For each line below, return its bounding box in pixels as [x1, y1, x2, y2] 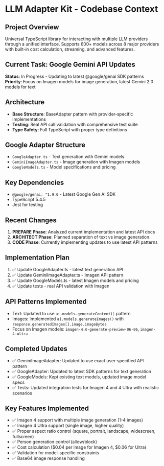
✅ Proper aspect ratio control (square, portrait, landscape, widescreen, [12, 428, 156, 434]
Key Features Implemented [5, 404, 89, 412]
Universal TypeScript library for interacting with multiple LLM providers [5, 36, 148, 42]
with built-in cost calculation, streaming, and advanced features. [5, 47, 135, 52]
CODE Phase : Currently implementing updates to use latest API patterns [12, 239, 158, 245]
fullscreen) [12, 434, 34, 440]
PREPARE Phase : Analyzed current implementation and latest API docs [12, 229, 155, 235]
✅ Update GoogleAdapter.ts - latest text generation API [12, 266, 124, 272]
